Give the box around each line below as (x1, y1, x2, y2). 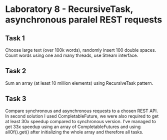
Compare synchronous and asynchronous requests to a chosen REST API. (5, 108, 158, 114)
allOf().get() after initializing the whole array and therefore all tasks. (5, 129, 143, 135)
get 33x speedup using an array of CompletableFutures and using (5, 124, 141, 130)
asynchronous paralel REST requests (5, 14, 162, 25)
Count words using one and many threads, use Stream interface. (5, 52, 138, 58)
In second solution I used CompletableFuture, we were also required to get (5, 113, 159, 119)
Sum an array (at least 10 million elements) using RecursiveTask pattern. (5, 80, 153, 86)
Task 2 (5, 67, 26, 75)
